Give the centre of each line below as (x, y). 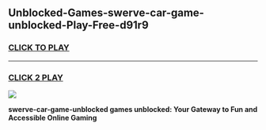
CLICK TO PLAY (39, 48)
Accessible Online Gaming (53, 117)
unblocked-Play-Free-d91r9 (78, 26)
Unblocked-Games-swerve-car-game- (106, 13)
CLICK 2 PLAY (36, 77)
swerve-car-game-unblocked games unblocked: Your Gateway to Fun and (133, 109)
